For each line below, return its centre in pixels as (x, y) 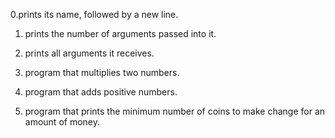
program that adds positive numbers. (101, 92)
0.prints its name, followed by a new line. (94, 14)
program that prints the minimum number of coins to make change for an (175, 111)
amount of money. (62, 122)
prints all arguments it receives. (89, 53)
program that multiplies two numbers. (102, 72)
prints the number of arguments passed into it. (120, 33)
